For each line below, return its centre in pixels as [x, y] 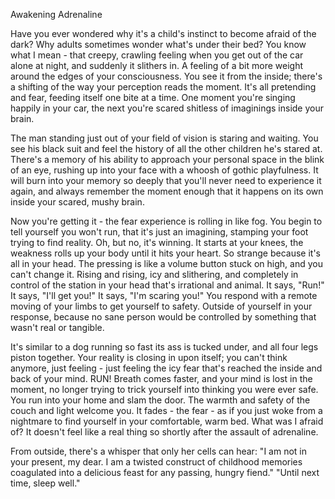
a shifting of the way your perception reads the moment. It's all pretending [163, 87]
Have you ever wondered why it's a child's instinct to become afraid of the [163, 33]
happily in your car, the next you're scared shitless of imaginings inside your [167, 108]
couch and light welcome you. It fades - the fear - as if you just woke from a [166, 410]
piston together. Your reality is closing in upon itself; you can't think [149, 357]
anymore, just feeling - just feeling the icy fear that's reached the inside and [166, 368]
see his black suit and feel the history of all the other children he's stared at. [166, 148]
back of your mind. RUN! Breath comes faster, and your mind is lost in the [161, 378]
